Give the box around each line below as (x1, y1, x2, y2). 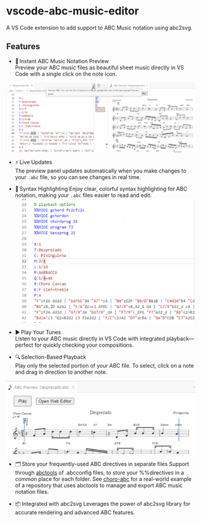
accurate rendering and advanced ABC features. (14, 509, 135, 516)
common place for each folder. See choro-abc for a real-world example (14, 475, 192, 482)
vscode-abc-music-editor (6, 4, 139, 18)
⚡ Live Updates (14, 158, 52, 166)
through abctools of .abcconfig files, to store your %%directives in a (14, 469, 184, 476)
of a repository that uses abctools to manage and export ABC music (14, 482, 183, 489)
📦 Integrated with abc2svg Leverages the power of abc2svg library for (14, 500, 191, 507)
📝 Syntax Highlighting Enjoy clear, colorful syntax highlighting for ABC (14, 185, 188, 192)
